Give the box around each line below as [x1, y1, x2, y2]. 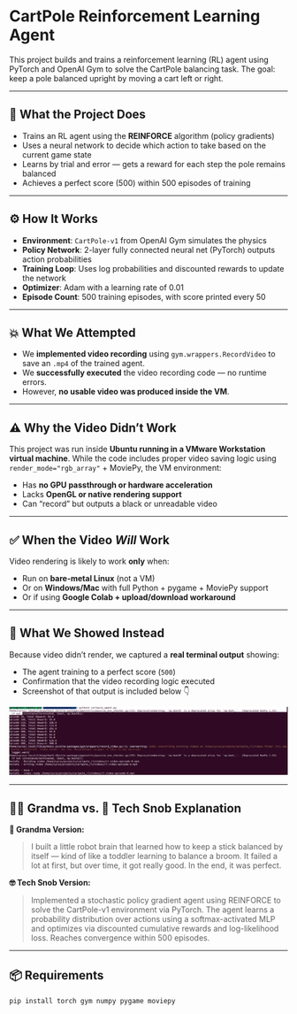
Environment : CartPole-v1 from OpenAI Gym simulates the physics [21, 234, 267, 245]
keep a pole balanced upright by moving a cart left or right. [9, 73, 224, 83]
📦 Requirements [9, 967, 104, 983]
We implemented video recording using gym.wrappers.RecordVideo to [21, 349, 276, 359]
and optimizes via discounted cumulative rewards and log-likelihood [30, 923, 279, 934]
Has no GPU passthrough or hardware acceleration [21, 480, 213, 490]
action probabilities [21, 254, 93, 265]
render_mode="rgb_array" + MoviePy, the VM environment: [9, 463, 222, 473]
